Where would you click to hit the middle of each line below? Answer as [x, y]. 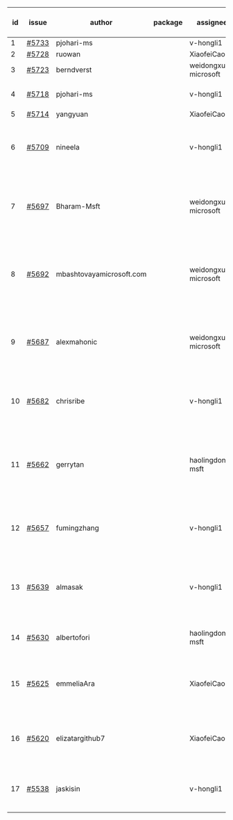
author [101, 22]
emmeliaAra [75, 683]
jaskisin [68, 789]
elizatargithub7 [80, 738]
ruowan [68, 54]
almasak [69, 587]
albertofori [73, 637]
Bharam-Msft [78, 206]
